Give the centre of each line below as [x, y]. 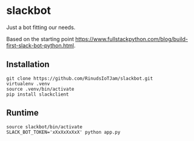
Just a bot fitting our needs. [41, 27]
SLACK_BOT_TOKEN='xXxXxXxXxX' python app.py [63, 132]
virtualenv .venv [28, 84]
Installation [28, 64]
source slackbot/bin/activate [45, 127]
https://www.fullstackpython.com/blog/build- [131, 39]
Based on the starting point [40, 39]
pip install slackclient [38, 94]
